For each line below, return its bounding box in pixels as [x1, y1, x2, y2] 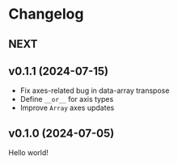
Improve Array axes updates [19, 103, 115, 113]
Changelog [8, 5, 84, 23]
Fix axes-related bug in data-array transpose [19, 86, 170, 95]
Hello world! [8, 148, 49, 158]
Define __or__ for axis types [19, 95, 114, 104]
